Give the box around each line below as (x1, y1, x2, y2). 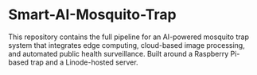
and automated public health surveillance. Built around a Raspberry (8, 49, 229, 58)
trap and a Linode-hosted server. (30, 57, 138, 67)
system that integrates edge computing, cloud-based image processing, (8, 40, 245, 49)
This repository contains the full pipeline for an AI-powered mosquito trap (8, 32, 249, 41)
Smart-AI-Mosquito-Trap (8, 6, 177, 24)
